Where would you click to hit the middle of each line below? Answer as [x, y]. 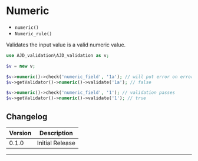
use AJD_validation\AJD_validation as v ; [58, 55]
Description [56, 133]
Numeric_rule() [33, 33]
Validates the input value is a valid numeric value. [66, 45]
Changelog [27, 117]
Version [20, 133]
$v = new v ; [21, 66]
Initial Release [56, 143]
